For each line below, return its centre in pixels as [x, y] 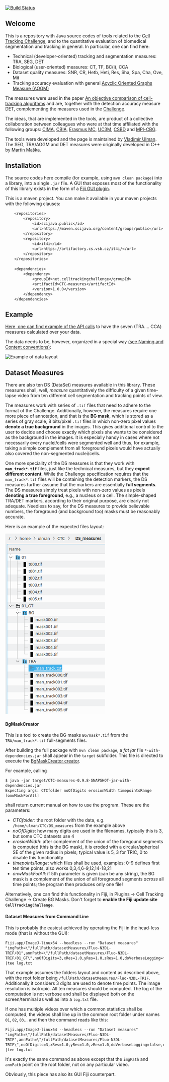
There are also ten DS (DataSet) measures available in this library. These [80, 385]
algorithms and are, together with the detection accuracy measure [92, 103]
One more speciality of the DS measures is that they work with [70, 463]
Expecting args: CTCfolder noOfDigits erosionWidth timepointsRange [78, 791]
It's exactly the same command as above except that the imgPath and [77, 1059]
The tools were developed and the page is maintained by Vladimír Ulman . [81, 139]
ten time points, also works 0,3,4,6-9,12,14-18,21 [62, 868]
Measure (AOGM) [31, 88]
